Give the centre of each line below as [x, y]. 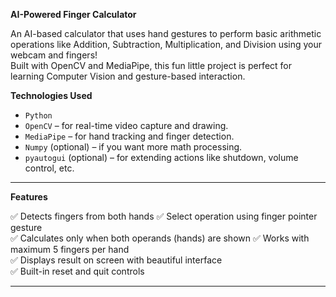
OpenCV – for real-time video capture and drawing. [126, 125]
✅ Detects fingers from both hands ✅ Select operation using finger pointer [164, 216]
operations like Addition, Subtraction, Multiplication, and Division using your [166, 44]
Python [38, 116]
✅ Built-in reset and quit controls [77, 271]
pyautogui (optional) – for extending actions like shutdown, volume [161, 157]
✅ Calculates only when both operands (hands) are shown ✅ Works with [160, 238]
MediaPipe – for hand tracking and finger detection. [129, 136]
